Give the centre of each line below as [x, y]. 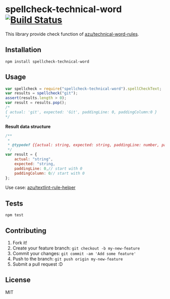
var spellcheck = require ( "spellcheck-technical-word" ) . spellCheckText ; [83, 89]
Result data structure [28, 126]
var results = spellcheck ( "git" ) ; [42, 93]
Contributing [26, 231]
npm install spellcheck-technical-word [47, 62]
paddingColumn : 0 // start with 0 [50, 173]
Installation [23, 50]
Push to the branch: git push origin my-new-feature [68, 259]
